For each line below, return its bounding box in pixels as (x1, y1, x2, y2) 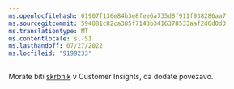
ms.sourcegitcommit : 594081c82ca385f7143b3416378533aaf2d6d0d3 (8, 19, 227, 28)
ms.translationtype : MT (8, 27, 89, 35)
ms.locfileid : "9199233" (8, 49, 92, 57)
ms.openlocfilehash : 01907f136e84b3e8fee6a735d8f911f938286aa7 (8, 11, 227, 20)
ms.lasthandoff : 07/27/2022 (8, 42, 104, 50)
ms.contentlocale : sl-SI (8, 34, 92, 43)
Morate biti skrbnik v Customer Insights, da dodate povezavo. (8, 72, 214, 81)
